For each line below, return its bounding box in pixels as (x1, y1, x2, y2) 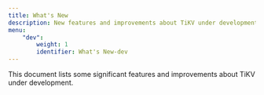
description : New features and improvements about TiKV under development (8, 19, 258, 27)
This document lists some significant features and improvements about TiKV (8, 70, 255, 79)
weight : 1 (36, 41, 68, 49)
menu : (8, 26, 26, 34)
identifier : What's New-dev (36, 48, 128, 56)
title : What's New (8, 11, 68, 20)
